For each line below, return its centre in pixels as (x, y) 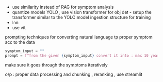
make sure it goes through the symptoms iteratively (56, 65)
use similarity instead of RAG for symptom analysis (63, 7)
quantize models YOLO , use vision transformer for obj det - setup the (82, 12)
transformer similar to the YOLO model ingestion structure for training (81, 17)
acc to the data (20, 42)
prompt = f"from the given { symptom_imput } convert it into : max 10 (77, 55)
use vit (19, 28)
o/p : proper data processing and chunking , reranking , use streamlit (74, 74)
